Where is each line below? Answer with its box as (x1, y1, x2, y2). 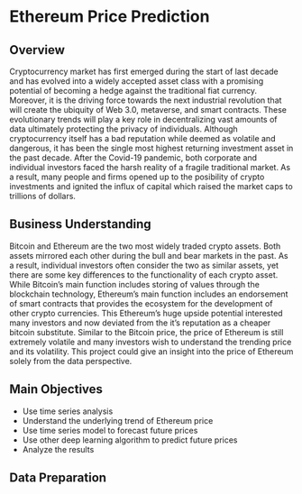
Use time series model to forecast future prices (22, 425, 198, 435)
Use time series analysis (22, 406, 114, 416)
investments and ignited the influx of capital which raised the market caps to (9, 181, 293, 191)
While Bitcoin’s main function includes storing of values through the (9, 279, 260, 289)
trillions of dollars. (9, 191, 77, 201)
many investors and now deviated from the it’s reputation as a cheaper (9, 317, 271, 328)
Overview (9, 42, 66, 58)
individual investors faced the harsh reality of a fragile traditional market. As (9, 162, 291, 172)
